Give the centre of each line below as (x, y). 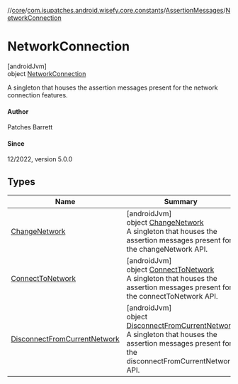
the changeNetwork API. (167, 250)
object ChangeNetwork (165, 223)
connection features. (38, 95)
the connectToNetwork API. (172, 297)
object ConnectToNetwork (170, 270)
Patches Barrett (30, 127)
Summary (181, 202)
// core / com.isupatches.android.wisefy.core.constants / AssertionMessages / (117, 10)
